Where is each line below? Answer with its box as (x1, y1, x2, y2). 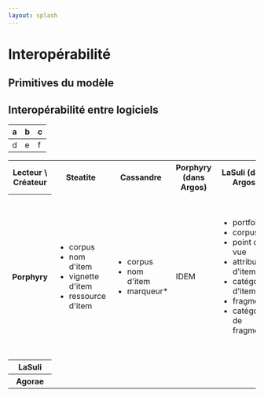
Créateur (13, 177, 47, 188)
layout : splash (8, 11, 58, 20)
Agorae (15, 376, 45, 387)
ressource (68, 291, 106, 302)
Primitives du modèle (8, 76, 114, 90)
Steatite (65, 172, 96, 183)
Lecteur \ (13, 166, 48, 177)
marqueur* (126, 286, 169, 297)
